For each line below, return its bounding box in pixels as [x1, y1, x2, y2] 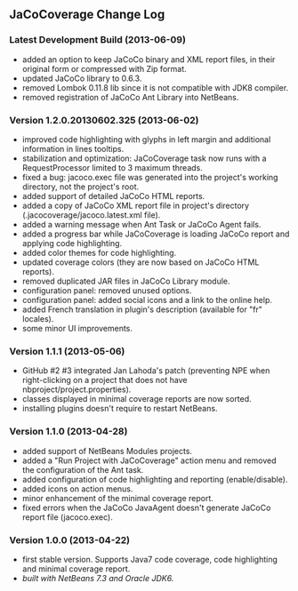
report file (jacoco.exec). [21, 511, 113, 523]
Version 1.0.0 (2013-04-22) [9, 533, 131, 546]
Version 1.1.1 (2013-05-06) [9, 345, 125, 357]
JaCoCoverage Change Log [9, 7, 165, 22]
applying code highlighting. [21, 237, 123, 248]
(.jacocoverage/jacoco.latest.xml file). [21, 209, 161, 220]
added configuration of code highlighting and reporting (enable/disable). [21, 474, 288, 484]
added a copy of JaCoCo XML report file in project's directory [21, 200, 250, 211]
